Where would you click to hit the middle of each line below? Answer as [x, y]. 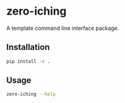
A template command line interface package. [63, 28]
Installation [28, 47]
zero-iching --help [31, 94]
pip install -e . [28, 61]
